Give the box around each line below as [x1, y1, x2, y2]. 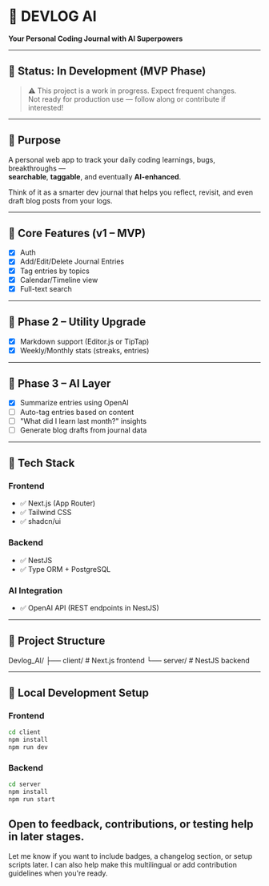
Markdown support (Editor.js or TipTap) [19, 336, 150, 346]
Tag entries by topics [19, 266, 90, 276]
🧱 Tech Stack [8, 457, 75, 470]
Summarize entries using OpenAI [19, 398, 130, 408]
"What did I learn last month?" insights [19, 416, 147, 425]
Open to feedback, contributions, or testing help [8, 817, 254, 832]
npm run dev [8, 743, 48, 751]
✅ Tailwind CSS [19, 508, 72, 518]
